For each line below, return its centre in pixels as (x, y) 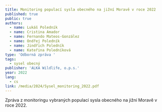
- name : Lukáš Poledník (33, 28)
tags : (10, 59)
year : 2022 (16, 73)
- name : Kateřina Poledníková (40, 50)
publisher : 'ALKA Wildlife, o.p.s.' (42, 68)
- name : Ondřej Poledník (35, 41)
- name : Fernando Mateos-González (44, 37)
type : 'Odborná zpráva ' (30, 55)
